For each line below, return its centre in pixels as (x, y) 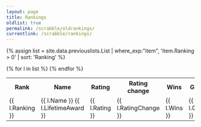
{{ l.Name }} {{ (60, 101)
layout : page (22, 12)
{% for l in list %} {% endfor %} (45, 69)
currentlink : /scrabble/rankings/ (49, 34)
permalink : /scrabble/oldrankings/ (51, 28)
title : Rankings (26, 17)
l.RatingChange (138, 108)
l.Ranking (22, 108)
